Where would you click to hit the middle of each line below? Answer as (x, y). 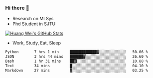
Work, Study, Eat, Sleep (37, 43)
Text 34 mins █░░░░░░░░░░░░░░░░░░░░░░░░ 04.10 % (77, 66)
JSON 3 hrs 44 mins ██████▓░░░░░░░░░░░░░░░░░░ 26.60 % (77, 57)
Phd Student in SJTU (34, 24)
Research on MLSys (33, 19)
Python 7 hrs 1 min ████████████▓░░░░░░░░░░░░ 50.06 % (77, 52)
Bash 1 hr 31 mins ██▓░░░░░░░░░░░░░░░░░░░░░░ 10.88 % (77, 61)
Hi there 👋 (17, 8)
